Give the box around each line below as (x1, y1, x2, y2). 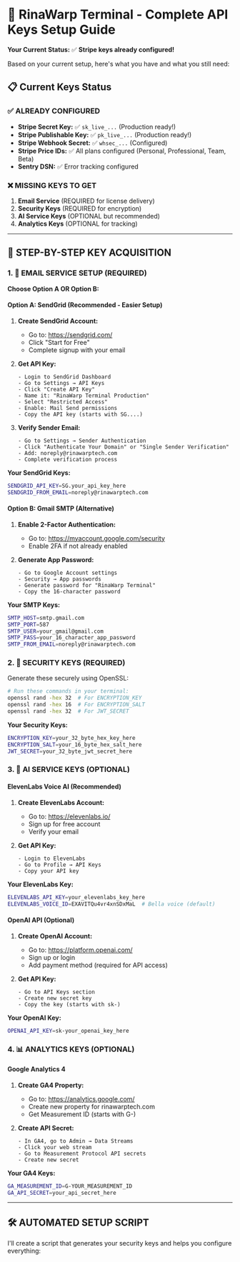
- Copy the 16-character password (17, 588, 121, 595)
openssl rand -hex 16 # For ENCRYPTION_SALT (7, 701, 145, 708)
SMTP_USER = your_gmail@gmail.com (7, 628, 104, 635)
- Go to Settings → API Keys (17, 379, 105, 386)
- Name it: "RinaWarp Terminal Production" (17, 392, 150, 399)
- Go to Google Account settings (17, 569, 118, 576)
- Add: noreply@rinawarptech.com (17, 449, 118, 456)
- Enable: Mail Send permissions (17, 404, 118, 411)
